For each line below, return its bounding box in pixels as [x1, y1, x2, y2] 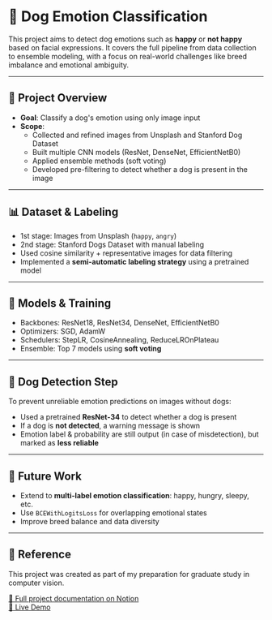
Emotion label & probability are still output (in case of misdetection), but [19, 429, 259, 439]
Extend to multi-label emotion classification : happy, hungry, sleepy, [19, 491, 249, 500]
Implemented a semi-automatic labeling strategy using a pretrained [19, 256, 249, 266]
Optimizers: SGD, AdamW [19, 326, 106, 336]
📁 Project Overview [8, 91, 108, 105]
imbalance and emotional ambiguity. [8, 60, 130, 70]
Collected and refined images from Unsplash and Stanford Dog [32, 130, 243, 140]
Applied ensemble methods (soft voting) [32, 156, 167, 166]
